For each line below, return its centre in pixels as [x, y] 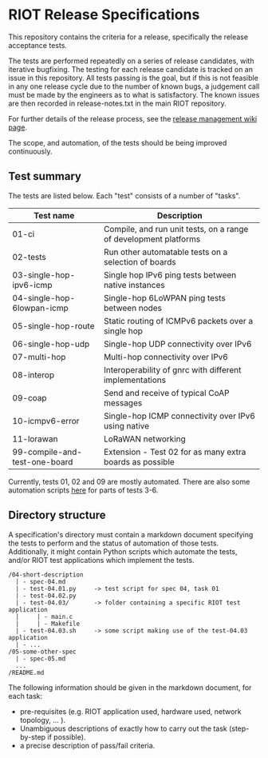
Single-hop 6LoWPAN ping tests [164, 297]
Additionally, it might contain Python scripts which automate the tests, [123, 551]
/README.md [26, 672]
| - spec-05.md [41, 658]
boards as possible [139, 461]
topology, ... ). [43, 720]
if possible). [67, 736]
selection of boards [140, 261]
